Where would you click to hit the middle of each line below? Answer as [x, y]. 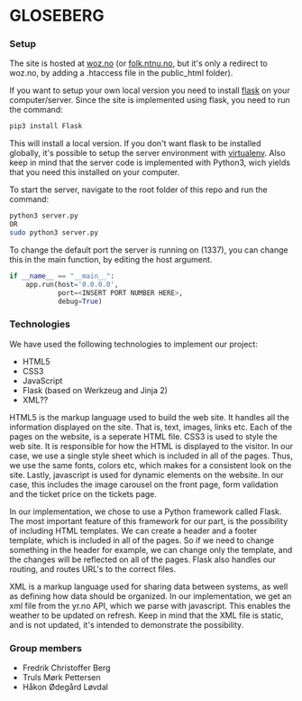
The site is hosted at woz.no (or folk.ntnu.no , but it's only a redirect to [138, 63]
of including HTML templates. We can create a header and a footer [133, 530]
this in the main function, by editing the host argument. [111, 259]
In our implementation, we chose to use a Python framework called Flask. [146, 512]
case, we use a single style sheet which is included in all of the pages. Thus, [151, 456]
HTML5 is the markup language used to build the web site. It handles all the [150, 417]
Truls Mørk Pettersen [61, 678]
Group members [46, 648]
